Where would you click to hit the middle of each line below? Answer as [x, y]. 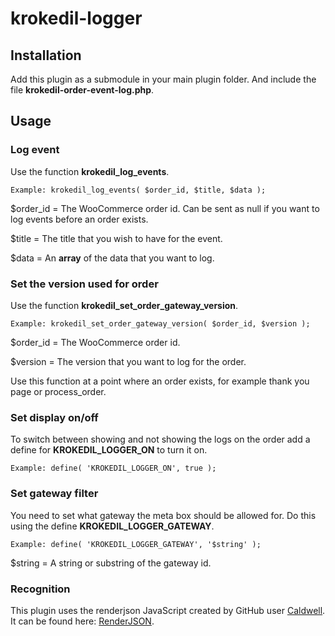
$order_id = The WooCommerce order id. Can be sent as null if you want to [165, 208]
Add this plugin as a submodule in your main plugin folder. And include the [163, 79]
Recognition [40, 589]
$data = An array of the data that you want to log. [112, 258]
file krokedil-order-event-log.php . [82, 90]
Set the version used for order [84, 284]
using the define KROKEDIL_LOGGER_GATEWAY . [112, 526]
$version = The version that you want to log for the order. [128, 361]
